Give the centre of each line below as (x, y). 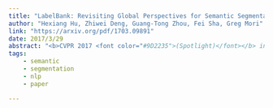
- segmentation (49, 69)
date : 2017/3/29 (36, 39)
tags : (17, 54)
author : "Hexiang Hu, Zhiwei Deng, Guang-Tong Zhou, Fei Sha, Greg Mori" (136, 24)
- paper (36, 84)
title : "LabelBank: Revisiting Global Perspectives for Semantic (121, 16)
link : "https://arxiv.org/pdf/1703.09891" (81, 31)
